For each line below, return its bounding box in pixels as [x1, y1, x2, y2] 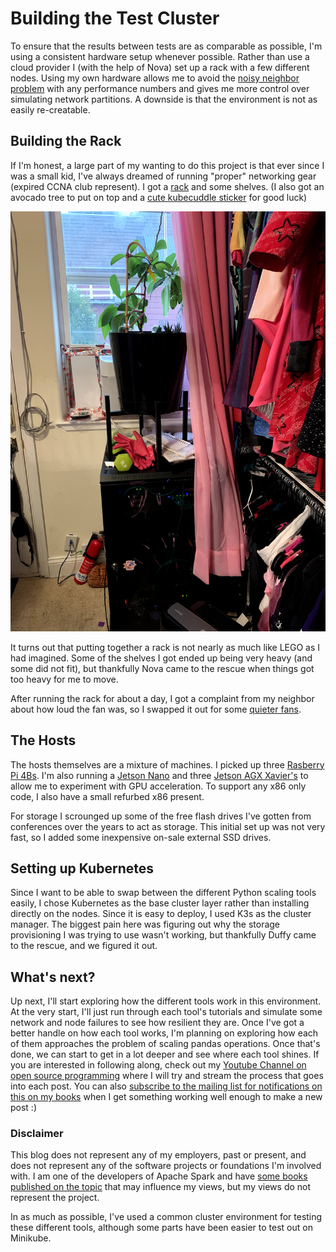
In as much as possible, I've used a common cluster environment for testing [10, 1211, 323, 1223]
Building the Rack [10, 133, 122, 150]
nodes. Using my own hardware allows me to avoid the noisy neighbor [10, 72, 300, 84]
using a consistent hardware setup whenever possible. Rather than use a [10, 50, 310, 62]
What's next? [10, 968, 96, 986]
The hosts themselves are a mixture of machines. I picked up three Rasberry [10, 758, 325, 771]
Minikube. [10, 1232, 52, 1244]
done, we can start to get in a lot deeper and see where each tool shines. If [10, 1048, 320, 1061]
